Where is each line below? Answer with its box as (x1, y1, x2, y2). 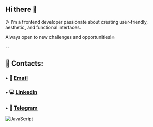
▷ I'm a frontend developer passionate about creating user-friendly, (5, 18, 148, 25)
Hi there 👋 (5, 5, 37, 14)
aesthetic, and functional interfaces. (5, 24, 81, 30)
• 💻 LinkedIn (5, 89, 38, 96)
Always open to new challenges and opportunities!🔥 (5, 34, 115, 40)
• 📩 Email (5, 75, 28, 82)
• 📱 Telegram (5, 104, 38, 111)
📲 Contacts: (5, 59, 43, 68)
